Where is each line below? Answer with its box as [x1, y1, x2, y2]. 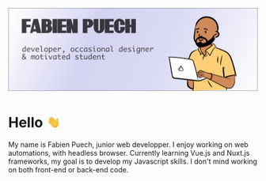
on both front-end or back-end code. [8, 164, 129, 174]
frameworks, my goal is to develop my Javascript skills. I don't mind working [8, 156, 257, 166]
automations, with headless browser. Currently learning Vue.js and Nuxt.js [8, 148, 250, 157]
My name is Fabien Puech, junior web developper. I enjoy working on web [8, 139, 249, 149]
